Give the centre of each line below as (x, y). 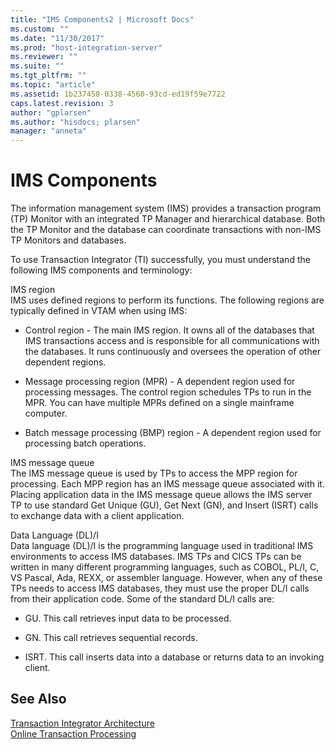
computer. (46, 413)
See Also (38, 699)
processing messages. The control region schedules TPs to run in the (168, 392)
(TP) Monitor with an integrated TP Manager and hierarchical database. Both (168, 219)
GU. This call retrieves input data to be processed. (128, 618)
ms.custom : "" (40, 29)
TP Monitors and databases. (68, 240)
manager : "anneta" (48, 131)
